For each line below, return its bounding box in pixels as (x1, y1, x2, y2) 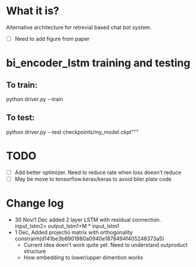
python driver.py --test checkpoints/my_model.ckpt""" (6, 128, 139, 136)
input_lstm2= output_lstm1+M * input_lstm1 (14, 222, 120, 229)
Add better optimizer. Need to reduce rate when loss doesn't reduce (14, 169, 182, 176)
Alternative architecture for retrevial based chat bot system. (6, 24, 152, 31)
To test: (6, 112, 35, 123)
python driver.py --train (6, 96, 63, 102)
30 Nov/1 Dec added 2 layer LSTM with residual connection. (14, 216, 161, 223)
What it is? (6, 4, 60, 18)
